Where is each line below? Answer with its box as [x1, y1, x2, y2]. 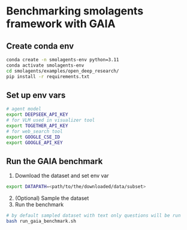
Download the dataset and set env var [14, 172, 109, 180]
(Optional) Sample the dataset [14, 195, 89, 202]
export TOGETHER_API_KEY [6, 123, 68, 129]
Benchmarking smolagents [6, 4, 144, 18]
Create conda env [6, 41, 74, 51]
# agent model [6, 106, 42, 112]
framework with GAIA [6, 17, 116, 31]
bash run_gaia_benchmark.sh [6, 218, 77, 224]
